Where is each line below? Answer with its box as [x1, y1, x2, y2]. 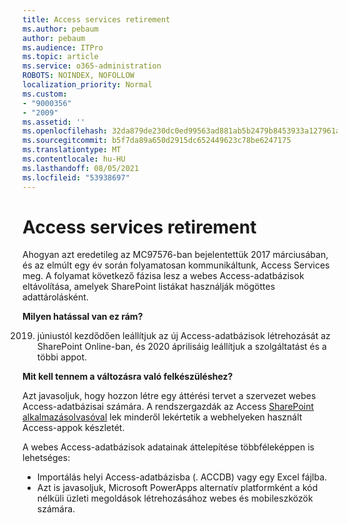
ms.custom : [22, 89, 68, 99]
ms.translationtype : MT [22, 145, 122, 155]
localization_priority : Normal [22, 80, 153, 90]
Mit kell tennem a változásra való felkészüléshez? [22, 371, 234, 383]
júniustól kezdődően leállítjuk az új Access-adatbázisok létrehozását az [36, 330, 331, 342]
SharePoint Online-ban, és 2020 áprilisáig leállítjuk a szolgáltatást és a [36, 341, 327, 353]
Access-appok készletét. [22, 422, 125, 434]
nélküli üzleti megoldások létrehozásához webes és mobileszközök [36, 492, 314, 505]
